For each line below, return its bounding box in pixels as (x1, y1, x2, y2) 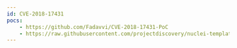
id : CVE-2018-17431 (6, 10, 64, 18)
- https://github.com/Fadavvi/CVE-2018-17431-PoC (19, 23, 169, 30)
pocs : (6, 17, 23, 24)
